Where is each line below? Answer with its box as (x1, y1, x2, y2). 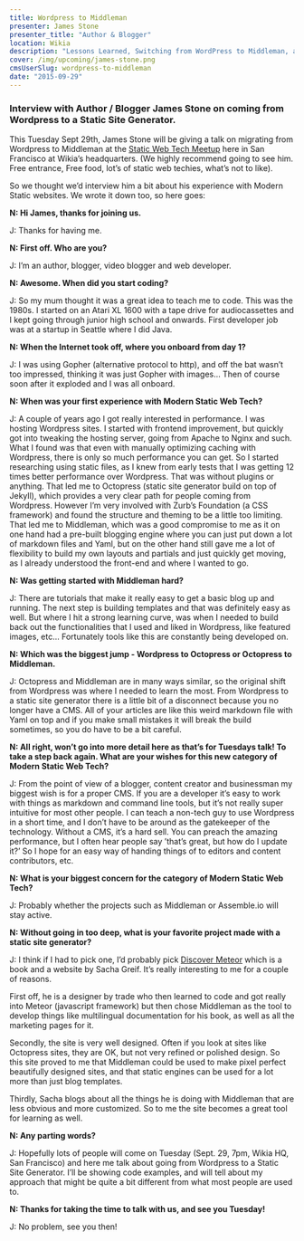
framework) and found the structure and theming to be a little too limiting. (9, 510, 283, 520)
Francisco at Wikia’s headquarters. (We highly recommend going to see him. (9, 153, 294, 164)
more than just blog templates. (9, 1076, 123, 1087)
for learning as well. (9, 1112, 83, 1123)
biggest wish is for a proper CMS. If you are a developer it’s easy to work (9, 788, 280, 799)
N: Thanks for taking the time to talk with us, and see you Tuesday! (9, 1204, 265, 1215)
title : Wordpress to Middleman (9, 13, 128, 23)
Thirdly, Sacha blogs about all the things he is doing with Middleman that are (9, 1093, 295, 1104)
